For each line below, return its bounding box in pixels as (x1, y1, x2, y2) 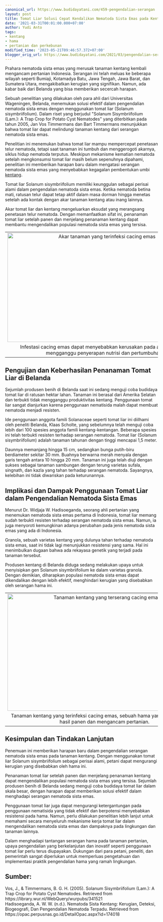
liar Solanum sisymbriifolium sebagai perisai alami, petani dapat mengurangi (5, 758, 157, 764)
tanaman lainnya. (5, 828, 39, 834)
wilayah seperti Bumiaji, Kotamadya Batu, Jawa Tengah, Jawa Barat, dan (5, 76, 150, 82)
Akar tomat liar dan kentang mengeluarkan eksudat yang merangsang (5, 206, 145, 212)
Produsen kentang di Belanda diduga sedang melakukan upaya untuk (5, 562, 144, 568)
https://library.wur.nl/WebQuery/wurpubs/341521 (5, 896, 103, 902)
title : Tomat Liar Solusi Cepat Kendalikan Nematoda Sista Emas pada (5, 16, 149, 21)
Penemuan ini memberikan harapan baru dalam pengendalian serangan (5, 748, 148, 754)
